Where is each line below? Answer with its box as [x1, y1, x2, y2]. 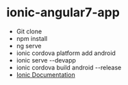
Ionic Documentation [16, 70, 76, 79]
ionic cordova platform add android [16, 49, 116, 57]
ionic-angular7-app [6, 5, 120, 20]
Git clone [16, 27, 42, 35]
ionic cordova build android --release [16, 63, 122, 71]
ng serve [16, 41, 42, 50]
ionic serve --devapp [16, 56, 77, 64]
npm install [16, 34, 48, 42]
